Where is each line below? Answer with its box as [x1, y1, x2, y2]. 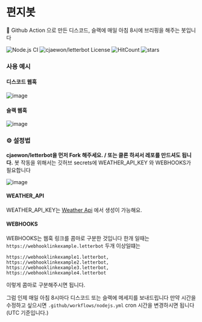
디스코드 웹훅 [6, 78, 37, 85]
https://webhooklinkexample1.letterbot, [6, 254, 110, 260]
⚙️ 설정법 [6, 137, 31, 145]
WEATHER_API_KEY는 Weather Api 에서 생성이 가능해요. [6, 206, 143, 214]
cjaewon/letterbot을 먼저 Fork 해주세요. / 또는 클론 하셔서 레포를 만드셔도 [6, 151, 181, 158]
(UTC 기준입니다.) [6, 309, 49, 316]
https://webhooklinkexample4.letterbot [6, 270, 107, 276]
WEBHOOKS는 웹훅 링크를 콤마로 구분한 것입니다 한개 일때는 [6, 234, 150, 241]
